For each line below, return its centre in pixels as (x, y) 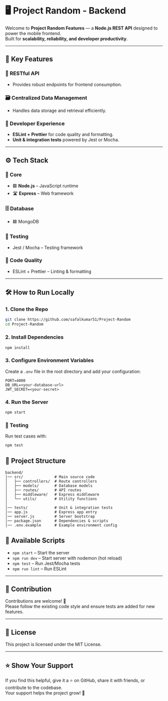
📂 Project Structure (35, 461)
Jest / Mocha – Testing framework (48, 247)
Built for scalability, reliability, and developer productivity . (66, 39)
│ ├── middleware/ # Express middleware (52, 494)
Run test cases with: (26, 436)
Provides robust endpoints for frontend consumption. (67, 84)
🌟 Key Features (29, 59)
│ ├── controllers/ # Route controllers (51, 481)
